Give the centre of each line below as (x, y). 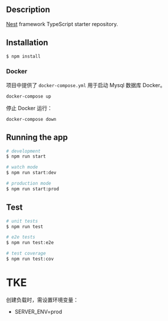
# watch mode (22, 167)
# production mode (29, 184)
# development (24, 151)
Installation (27, 43)
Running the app (37, 138)
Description (28, 10)
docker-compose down (32, 119)
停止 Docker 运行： (29, 108)
